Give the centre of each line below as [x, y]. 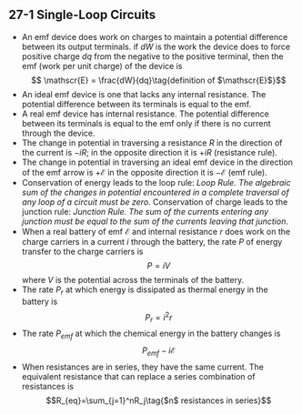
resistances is [48, 386]
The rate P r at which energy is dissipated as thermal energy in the [145, 290]
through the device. [59, 133]
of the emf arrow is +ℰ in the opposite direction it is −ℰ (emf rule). [144, 172]
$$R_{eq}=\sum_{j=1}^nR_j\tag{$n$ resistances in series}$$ [159, 400]
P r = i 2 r [159, 317]
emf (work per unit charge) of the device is [102, 66]
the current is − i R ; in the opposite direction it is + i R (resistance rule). [150, 152]
